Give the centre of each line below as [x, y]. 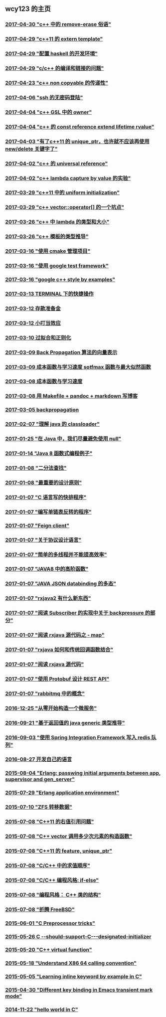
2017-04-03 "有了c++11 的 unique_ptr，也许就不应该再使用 [77, 141]
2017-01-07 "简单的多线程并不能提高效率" [56, 554]
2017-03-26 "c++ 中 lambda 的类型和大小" [57, 222]
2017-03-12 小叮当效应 [33, 323]
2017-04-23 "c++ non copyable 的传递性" [57, 83]
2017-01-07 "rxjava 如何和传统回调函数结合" [59, 650]
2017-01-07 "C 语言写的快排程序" [46, 497]
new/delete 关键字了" [32, 149]
